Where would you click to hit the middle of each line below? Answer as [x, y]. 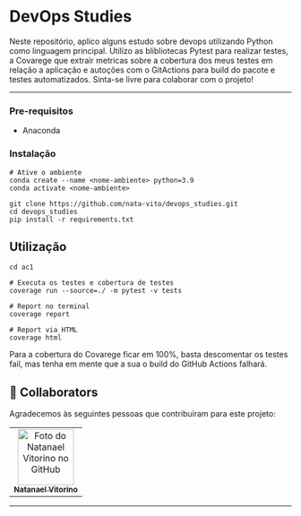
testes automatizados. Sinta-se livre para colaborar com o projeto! [131, 79]
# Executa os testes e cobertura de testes [92, 283]
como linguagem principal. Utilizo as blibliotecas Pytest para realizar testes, [149, 50]
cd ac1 [21, 267]
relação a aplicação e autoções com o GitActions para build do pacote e [142, 70]
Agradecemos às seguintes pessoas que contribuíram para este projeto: [142, 414]
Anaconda [41, 131]
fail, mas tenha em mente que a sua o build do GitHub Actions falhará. [138, 364]
